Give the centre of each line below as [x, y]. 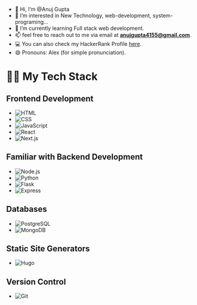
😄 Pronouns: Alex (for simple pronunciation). [70, 53]
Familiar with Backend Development [75, 157]
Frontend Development [50, 98]
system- [163, 16]
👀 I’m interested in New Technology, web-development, [83, 16]
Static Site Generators [48, 249]
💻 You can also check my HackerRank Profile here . [78, 44]
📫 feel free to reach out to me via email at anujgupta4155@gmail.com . [103, 35]
